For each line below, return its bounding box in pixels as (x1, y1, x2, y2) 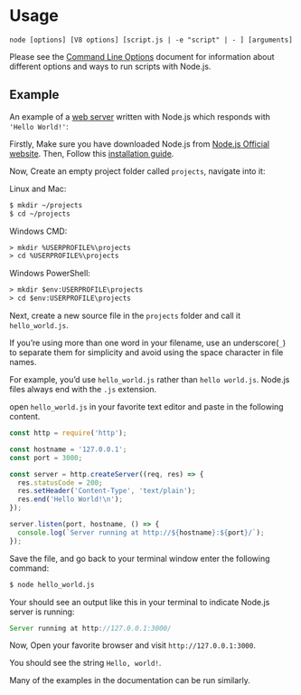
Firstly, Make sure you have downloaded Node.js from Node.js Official (9, 138, 269, 150)
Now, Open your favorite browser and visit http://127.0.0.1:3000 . (9, 640, 256, 651)
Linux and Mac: (9, 183, 67, 194)
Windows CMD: (9, 226, 68, 236)
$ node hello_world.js (9, 580, 95, 589)
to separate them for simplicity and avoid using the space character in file (9, 347, 284, 358)
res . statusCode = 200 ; (17, 478, 103, 487)
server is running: (9, 606, 75, 617)
